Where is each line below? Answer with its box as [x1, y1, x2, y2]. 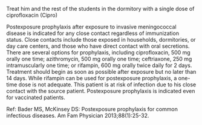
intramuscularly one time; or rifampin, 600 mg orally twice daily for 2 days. [6, 62, 192, 69]
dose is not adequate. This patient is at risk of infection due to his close [18, 81, 197, 88]
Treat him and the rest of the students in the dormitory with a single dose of [6, 5, 195, 12]
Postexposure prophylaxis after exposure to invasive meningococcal [6, 24, 177, 30]
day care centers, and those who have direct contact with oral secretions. [6, 42, 190, 50]
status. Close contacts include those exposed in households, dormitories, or [6, 36, 196, 43]
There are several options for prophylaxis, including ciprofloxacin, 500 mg [6, 49, 191, 56]
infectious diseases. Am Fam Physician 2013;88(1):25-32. [6, 112, 149, 119]
